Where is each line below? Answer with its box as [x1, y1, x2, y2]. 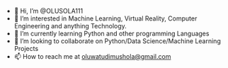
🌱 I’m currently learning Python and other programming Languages [13, 29, 210, 38]
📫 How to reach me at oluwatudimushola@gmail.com [13, 52, 171, 60]
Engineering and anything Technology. [13, 22, 127, 30]
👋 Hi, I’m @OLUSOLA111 [13, 7, 84, 15]
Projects [13, 45, 39, 52]
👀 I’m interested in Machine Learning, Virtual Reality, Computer [13, 14, 198, 23]
